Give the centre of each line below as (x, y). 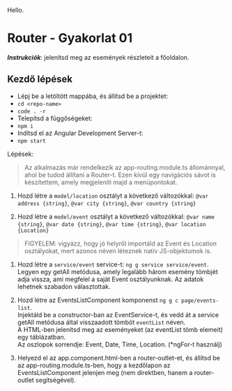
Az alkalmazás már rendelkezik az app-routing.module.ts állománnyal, (125, 167)
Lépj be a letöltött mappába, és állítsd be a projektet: (93, 96)
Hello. (16, 10)
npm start (32, 141)
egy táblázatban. (41, 337)
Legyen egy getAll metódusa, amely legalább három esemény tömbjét (117, 271)
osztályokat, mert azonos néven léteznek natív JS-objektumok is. (118, 250)
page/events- (200, 301)
